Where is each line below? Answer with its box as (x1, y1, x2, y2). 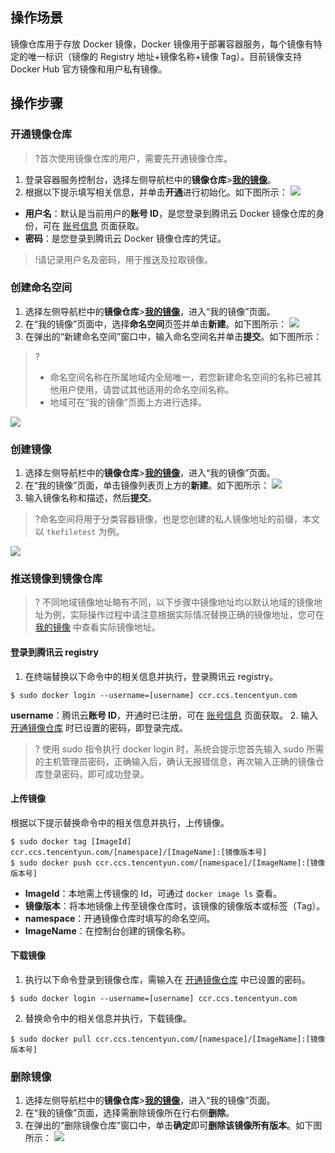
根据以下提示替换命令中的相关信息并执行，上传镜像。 (10, 816, 230, 828)
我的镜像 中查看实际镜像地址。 (34, 621, 161, 633)
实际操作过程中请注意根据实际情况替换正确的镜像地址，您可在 (69, 609, 325, 621)
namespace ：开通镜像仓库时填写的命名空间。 (24, 912, 216, 924)
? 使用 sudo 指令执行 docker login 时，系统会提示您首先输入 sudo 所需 (34, 743, 325, 755)
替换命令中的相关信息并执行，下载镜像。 (24, 1013, 192, 1024)
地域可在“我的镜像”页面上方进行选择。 (49, 396, 207, 408)
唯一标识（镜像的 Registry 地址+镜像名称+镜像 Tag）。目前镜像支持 (27, 50, 303, 62)
